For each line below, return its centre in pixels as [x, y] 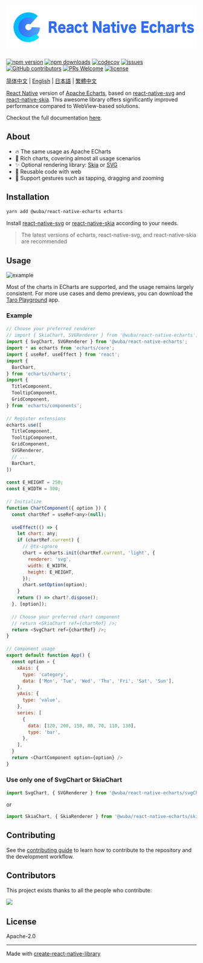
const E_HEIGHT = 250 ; [35, 482]
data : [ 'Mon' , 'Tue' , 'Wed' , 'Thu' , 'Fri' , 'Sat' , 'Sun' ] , [98, 681]
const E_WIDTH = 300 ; [34, 489]
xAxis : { [28, 668]
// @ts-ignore [40, 547]
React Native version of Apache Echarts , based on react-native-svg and [96, 93]
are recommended [44, 242]
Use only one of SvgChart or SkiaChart [64, 780]
